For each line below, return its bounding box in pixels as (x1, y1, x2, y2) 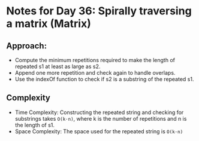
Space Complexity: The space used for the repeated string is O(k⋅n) (14, 127, 183, 135)
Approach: (6, 41, 47, 51)
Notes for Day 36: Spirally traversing (6, 4, 192, 18)
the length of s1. (14, 121, 55, 128)
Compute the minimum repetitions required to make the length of (14, 57, 176, 63)
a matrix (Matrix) (6, 17, 91, 30)
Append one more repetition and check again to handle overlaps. (14, 69, 176, 76)
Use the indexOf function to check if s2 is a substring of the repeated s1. (14, 76, 194, 82)
